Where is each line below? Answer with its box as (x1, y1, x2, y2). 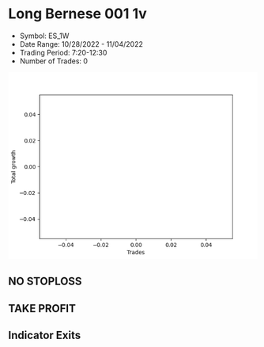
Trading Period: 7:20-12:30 (19, 48, 107, 57)
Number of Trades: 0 (19, 56, 89, 66)
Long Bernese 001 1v (8, 5, 148, 23)
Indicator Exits (8, 329, 81, 342)
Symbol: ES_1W (19, 31, 70, 40)
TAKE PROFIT (8, 302, 77, 315)
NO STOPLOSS (8, 275, 82, 288)
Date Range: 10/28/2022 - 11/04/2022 (19, 39, 144, 48)
